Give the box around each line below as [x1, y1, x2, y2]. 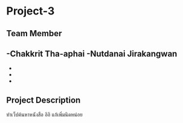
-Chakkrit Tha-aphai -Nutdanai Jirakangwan [6, 48, 178, 58]
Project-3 [6, 4, 55, 18]
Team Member [6, 28, 62, 39]
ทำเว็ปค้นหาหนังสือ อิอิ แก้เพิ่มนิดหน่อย [6, 111, 83, 118]
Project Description [6, 95, 81, 105]
